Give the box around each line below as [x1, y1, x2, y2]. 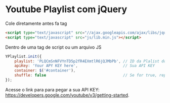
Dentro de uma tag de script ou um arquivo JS [5, 44, 102, 50]
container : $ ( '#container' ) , [14, 68, 76, 73]
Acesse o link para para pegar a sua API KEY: [5, 86, 100, 92]
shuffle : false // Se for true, [14, 73, 157, 78]
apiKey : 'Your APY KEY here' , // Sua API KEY [14, 63, 155, 68]
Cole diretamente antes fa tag [5, 20, 67, 26]
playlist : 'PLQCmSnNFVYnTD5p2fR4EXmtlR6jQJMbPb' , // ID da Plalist [14, 58, 159, 64]
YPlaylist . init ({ [5, 54, 42, 59]
